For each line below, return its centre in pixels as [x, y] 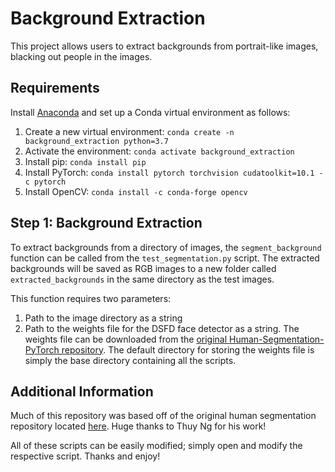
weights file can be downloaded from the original [126, 339]
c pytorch [45, 182]
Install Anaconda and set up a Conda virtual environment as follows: [150, 112]
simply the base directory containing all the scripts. [130, 360]
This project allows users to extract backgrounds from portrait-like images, [164, 46]
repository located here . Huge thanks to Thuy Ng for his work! [138, 426]
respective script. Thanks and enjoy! [85, 456]
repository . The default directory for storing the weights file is [188, 349]
